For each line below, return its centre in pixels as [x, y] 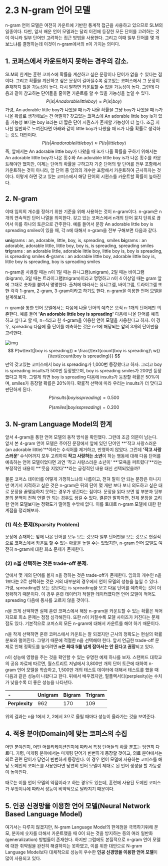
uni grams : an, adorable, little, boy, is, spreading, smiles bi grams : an [76, 240]
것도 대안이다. [24, 135]
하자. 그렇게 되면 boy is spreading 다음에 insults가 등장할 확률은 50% [87, 377]
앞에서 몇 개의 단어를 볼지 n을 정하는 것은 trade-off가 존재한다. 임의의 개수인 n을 [83, 575]
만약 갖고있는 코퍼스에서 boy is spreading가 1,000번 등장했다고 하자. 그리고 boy [84, 364]
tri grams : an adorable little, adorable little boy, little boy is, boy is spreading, [84, 251]
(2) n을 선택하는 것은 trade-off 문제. [47, 563]
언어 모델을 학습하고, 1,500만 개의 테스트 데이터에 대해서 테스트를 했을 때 [88, 670]
